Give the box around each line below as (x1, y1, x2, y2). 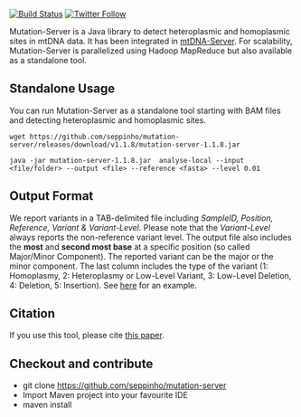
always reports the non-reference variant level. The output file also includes (9, 232, 292, 242)
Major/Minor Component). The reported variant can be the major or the (9, 251, 274, 261)
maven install (22, 399, 72, 411)
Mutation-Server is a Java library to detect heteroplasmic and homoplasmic (9, 26, 291, 36)
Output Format (9, 188, 94, 204)
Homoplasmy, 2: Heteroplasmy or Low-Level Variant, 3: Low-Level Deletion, (9, 270, 292, 280)
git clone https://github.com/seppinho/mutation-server (22, 380, 227, 391)
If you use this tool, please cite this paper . (9, 330, 165, 341)
